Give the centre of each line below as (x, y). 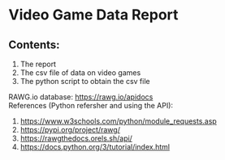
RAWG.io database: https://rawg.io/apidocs (81, 97)
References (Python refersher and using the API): (91, 105)
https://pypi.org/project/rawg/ (70, 130)
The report (38, 64)
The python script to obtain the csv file (85, 81)
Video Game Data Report (93, 15)
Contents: (34, 45)
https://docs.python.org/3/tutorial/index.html (95, 147)
